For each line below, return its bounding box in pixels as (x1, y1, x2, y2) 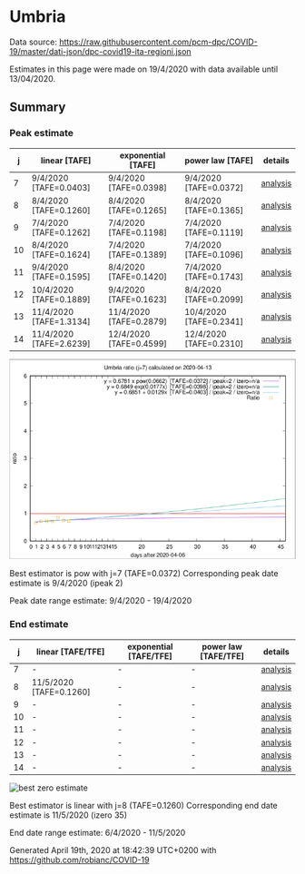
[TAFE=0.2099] (184, 293, 244, 305)
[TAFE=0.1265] (107, 204, 168, 215)
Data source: (9, 36, 57, 47)
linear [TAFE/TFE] (35, 646, 105, 657)
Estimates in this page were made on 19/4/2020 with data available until (9, 64, 279, 74)
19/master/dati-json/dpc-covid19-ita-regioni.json (9, 45, 192, 56)
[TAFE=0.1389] (107, 250, 168, 260)
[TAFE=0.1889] (31, 293, 91, 305)
